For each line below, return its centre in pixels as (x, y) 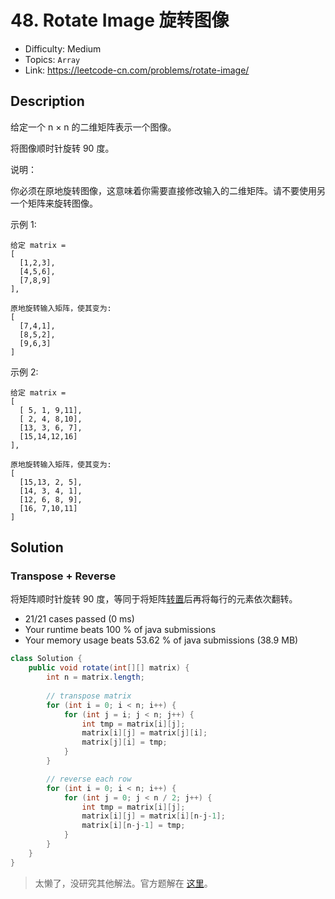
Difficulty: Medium (63, 48)
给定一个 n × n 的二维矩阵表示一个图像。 (93, 127)
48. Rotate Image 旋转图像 (120, 20)
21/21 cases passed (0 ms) (79, 619)
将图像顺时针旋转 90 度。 (62, 148)
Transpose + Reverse (63, 576)
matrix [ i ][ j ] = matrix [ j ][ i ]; (144, 733)
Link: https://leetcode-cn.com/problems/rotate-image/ (137, 70)
